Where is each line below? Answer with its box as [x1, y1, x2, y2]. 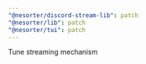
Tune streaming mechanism [8, 48, 98, 57]
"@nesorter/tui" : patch [8, 26, 86, 34]
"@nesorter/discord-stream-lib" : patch [8, 11, 139, 20]
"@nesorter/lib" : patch [8, 19, 86, 27]
